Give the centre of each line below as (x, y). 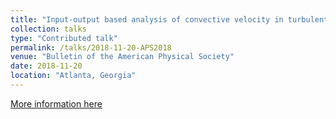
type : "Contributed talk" (64, 38)
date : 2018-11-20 (46, 66)
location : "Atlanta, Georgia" (73, 76)
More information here (56, 103)
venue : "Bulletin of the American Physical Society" (122, 57)
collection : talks (48, 29)
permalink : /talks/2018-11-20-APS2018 (91, 47)
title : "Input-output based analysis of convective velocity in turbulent (169, 19)
